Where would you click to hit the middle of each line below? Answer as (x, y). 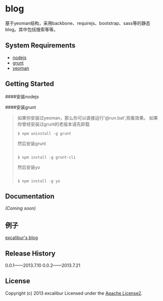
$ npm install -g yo (39, 181)
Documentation (30, 196)
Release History (30, 253)
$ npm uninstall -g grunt (44, 133)
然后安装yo (29, 167)
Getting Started (30, 84)
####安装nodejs (22, 96)
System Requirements (40, 45)
